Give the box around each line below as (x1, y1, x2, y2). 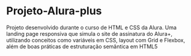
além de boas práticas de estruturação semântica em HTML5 (6, 43, 158, 50)
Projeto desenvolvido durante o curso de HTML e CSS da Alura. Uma (6, 24, 177, 31)
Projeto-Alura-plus (6, 4, 102, 18)
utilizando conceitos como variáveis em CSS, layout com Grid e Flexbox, (6, 36, 186, 43)
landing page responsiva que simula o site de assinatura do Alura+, (6, 30, 173, 37)
